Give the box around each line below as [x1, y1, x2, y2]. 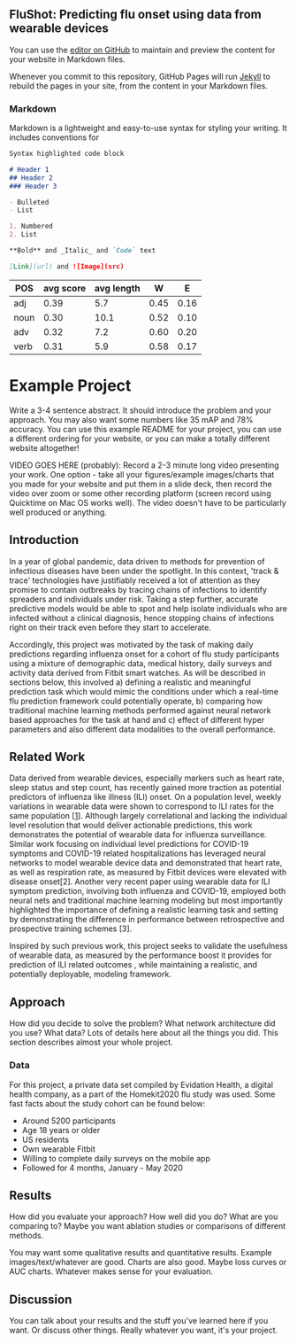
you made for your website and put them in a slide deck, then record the [9, 478, 272, 489]
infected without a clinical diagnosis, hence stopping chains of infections [9, 612, 275, 623]
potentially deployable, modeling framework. [9, 969, 172, 980]
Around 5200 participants [21, 1115, 117, 1126]
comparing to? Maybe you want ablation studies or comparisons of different [9, 1221, 286, 1231]
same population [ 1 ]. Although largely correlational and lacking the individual [9, 811, 287, 821]
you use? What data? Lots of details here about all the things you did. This [9, 1028, 278, 1038]
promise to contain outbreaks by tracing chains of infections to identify [9, 584, 268, 594]
